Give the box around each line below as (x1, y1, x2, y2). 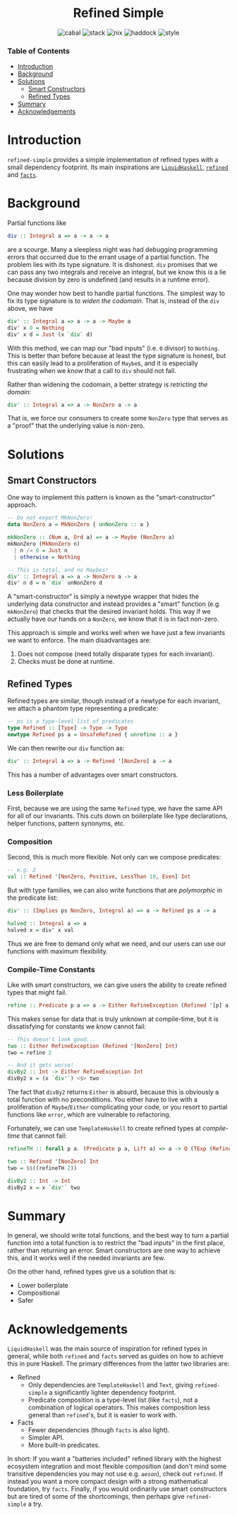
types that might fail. (7, 988, 67, 996)
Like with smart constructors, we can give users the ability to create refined (7, 981, 227, 989)
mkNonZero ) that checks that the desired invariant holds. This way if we (7, 607, 211, 616)
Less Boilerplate (7, 788, 64, 798)
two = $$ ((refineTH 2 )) (7, 1165, 78, 1172)
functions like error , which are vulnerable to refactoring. (7, 1110, 171, 1119)
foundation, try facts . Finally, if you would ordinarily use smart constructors (7, 1485, 227, 1493)
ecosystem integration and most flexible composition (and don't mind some (7, 1462, 227, 1470)
